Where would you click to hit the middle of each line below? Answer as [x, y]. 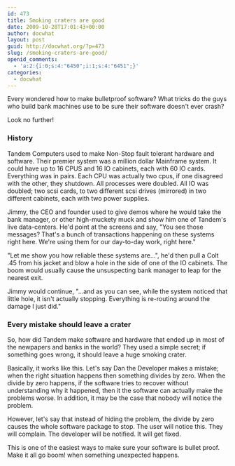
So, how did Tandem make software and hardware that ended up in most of [116, 339]
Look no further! [31, 120]
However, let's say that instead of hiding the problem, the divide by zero [111, 419]
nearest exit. [25, 277]
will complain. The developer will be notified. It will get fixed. [94, 434]
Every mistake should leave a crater [69, 324]
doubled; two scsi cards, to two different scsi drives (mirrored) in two [107, 191]
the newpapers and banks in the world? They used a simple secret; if [107, 347]
